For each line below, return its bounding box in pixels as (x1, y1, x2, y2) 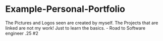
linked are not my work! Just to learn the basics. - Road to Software (5, 25, 145, 31)
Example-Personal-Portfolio (5, 3, 125, 15)
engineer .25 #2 (5, 30, 39, 36)
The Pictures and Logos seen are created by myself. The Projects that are (5, 20, 158, 26)
